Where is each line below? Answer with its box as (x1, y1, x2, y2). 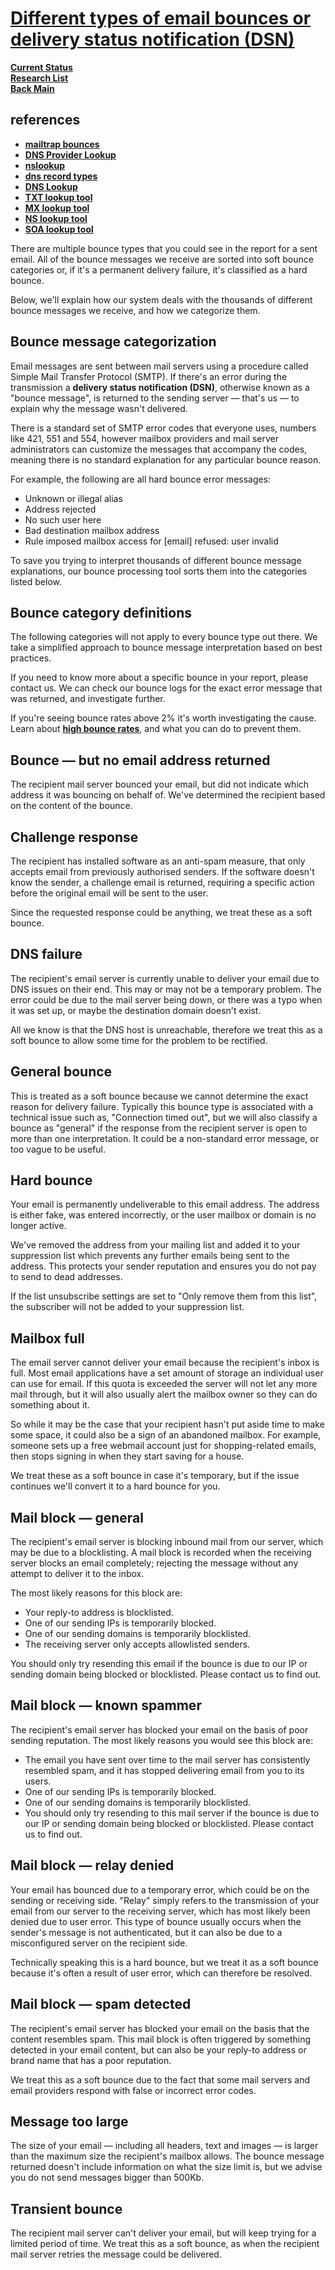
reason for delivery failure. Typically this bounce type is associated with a (10, 1100, 314, 1112)
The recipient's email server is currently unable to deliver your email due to (10, 972, 320, 984)
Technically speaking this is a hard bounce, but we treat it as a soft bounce (10, 1956, 319, 1968)
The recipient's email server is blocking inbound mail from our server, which (10, 1536, 324, 1548)
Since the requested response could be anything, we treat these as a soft (10, 907, 313, 918)
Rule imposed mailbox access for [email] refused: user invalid (24, 535, 279, 547)
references (10, 112, 81, 129)
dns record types (24, 170, 98, 182)
